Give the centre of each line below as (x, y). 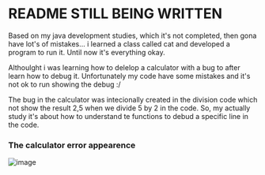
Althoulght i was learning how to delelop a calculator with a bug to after (124, 67)
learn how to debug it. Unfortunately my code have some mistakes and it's (129, 76)
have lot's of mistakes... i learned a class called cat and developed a (119, 43)
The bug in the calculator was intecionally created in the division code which (133, 99)
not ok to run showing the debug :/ (64, 84)
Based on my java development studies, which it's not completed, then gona (132, 35)
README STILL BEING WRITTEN (115, 14)
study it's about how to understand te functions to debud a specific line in (129, 116)
